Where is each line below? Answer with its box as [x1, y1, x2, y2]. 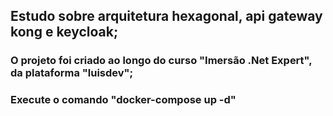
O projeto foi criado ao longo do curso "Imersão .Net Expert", [10, 54, 313, 68]
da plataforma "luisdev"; [10, 66, 134, 80]
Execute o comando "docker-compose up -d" [10, 93, 237, 107]
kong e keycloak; [10, 24, 119, 41]
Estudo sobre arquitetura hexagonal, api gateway [10, 8, 323, 25]
